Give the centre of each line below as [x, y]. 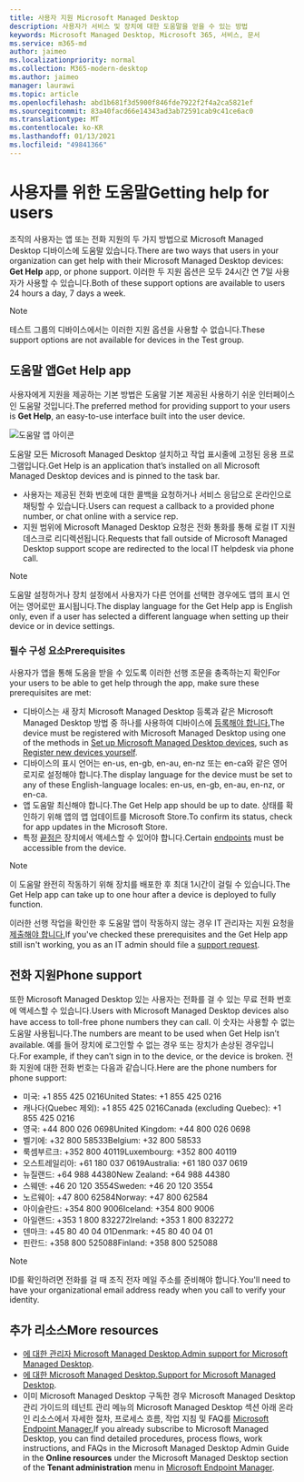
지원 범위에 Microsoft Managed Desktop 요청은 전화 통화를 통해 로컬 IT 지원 [159, 527]
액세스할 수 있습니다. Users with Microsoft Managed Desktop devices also [154, 1010]
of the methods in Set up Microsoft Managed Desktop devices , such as [155, 742]
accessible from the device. [74, 848]
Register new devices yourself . [80, 752]
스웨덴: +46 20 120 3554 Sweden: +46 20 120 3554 [118, 1185]
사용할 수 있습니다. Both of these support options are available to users [156, 282]
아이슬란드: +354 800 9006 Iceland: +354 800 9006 [118, 1208]
